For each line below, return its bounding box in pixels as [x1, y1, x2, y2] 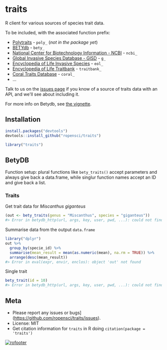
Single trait [5, 268, 27, 274]
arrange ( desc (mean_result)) [9, 255, 68, 260]
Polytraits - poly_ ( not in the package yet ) [12, 39, 98, 45]
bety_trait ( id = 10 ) [5, 278, 48, 283]
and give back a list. [5, 180, 46, 186]
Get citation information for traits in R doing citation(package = [12, 326, 146, 332]
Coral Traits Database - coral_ [12, 71, 75, 77]
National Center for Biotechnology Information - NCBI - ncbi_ [12, 50, 138, 56]
